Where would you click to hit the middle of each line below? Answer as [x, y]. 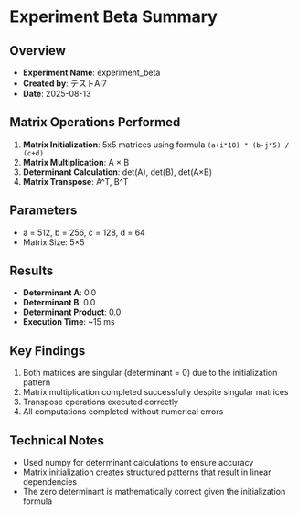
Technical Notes [57, 440]
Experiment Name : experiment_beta [91, 72]
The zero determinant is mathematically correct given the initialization [154, 492]
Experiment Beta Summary [113, 17]
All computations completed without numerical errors [123, 412]
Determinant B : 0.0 [59, 303]
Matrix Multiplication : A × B [76, 162]
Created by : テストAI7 [64, 83]
